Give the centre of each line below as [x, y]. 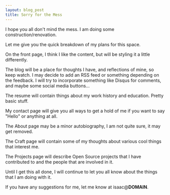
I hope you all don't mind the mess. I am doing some [60, 29]
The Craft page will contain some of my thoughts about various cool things [83, 141]
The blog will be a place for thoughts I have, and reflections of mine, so [80, 70]
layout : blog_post [25, 10]
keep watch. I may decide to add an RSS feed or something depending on [82, 75]
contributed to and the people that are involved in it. [59, 162]
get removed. [19, 131]
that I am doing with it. [28, 177]
